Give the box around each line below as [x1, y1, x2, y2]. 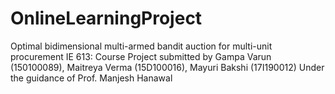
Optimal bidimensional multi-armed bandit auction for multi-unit [10, 40, 273, 52]
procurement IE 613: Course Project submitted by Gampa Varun [10, 50, 272, 62]
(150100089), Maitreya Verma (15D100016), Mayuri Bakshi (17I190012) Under [10, 61, 325, 73]
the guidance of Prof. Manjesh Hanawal [10, 72, 173, 84]
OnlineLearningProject [10, 7, 203, 30]
